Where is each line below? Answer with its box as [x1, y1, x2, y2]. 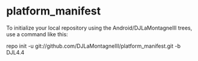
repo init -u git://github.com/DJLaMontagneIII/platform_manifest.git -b [6, 42, 181, 50]
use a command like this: [6, 30, 68, 37]
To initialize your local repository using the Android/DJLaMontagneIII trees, [6, 24, 193, 31]
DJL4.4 [6, 48, 25, 56]
